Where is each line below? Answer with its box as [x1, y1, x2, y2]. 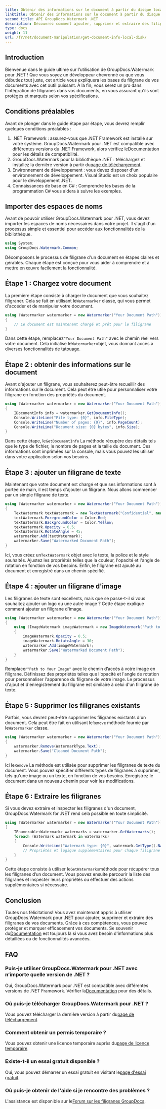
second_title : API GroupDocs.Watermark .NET [5, 16, 98, 21]
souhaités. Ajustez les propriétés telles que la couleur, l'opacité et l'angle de [5, 557, 160, 563]
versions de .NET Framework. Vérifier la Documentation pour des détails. [5, 987, 152, 993]
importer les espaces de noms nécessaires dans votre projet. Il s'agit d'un [5, 221, 156, 227]
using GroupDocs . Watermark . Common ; [5, 246, 79, 250]
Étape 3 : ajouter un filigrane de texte [5, 468, 122, 477]
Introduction [5, 53, 44, 62]
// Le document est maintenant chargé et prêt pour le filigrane [14, 322, 152, 327]
